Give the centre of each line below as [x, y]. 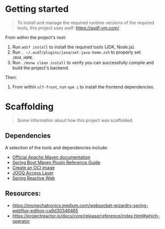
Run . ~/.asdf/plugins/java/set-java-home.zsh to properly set [76, 52]
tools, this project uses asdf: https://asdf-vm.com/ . [69, 28]
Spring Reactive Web [33, 178]
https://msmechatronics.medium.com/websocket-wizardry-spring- [80, 205]
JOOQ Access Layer [33, 172]
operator [21, 221]
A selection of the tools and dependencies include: [57, 147]
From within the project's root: [36, 37]
